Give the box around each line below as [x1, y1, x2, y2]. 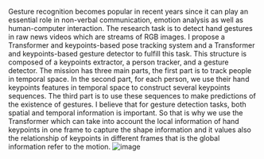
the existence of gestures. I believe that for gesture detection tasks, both [8, 99, 247, 109]
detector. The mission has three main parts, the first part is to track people [8, 66, 252, 75]
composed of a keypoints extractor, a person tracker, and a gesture [8, 57, 229, 67]
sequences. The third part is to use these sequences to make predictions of [8, 91, 256, 100]
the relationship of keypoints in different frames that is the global [8, 134, 220, 142]
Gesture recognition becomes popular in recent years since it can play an [8, 7, 249, 16]
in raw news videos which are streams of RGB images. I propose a [8, 32, 225, 41]
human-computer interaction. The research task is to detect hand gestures [8, 24, 253, 33]
